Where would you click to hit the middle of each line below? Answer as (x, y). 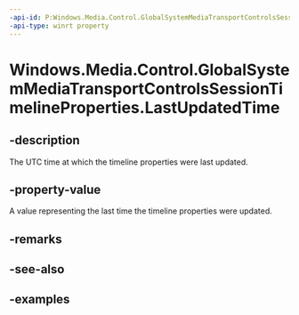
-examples (40, 299)
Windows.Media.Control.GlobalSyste (149, 70)
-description (44, 140)
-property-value (55, 189)
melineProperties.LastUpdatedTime (145, 107)
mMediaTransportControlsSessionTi (146, 89)
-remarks (36, 239)
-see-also (37, 269)
